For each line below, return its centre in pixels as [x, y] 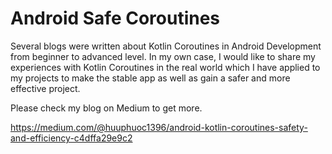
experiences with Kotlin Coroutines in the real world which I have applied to [165, 67]
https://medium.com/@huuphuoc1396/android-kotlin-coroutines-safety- [159, 127]
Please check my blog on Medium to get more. [106, 108]
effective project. [45, 88]
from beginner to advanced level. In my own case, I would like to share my [163, 56]
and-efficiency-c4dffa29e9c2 [71, 138]
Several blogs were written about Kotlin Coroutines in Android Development [166, 46]
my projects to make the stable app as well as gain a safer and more [150, 78]
